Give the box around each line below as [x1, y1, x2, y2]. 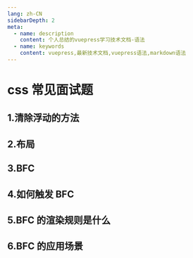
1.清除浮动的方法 [7, 112, 80, 124]
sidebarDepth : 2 [7, 17, 55, 24]
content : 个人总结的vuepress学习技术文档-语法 [20, 37, 146, 44]
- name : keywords [13, 43, 65, 50]
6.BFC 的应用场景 [7, 240, 83, 252]
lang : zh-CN [7, 10, 42, 18]
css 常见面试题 [7, 82, 94, 98]
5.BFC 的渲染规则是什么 [7, 214, 111, 226]
